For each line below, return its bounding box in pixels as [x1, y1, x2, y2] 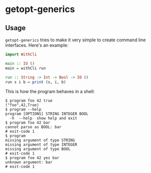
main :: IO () [5, 61, 35, 66]
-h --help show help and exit [10, 116, 78, 121]
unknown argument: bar [5, 160, 53, 165]
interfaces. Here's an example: [5, 42, 69, 48]
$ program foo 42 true [5, 98, 53, 104]
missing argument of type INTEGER [5, 142, 78, 147]
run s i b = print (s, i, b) [5, 79, 66, 84]
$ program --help [5, 107, 42, 112]
